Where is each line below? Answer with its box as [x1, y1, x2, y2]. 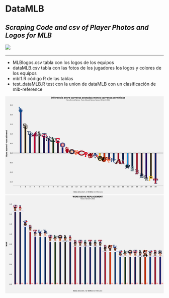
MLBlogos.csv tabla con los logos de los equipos [12, 59, 114, 66]
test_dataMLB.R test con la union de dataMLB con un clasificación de [12, 81, 156, 87]
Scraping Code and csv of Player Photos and [5, 23, 149, 32]
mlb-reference [12, 86, 43, 92]
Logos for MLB [5, 31, 52, 39]
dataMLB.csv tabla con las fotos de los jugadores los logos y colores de [12, 65, 162, 71]
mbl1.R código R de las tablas [12, 76, 73, 81]
